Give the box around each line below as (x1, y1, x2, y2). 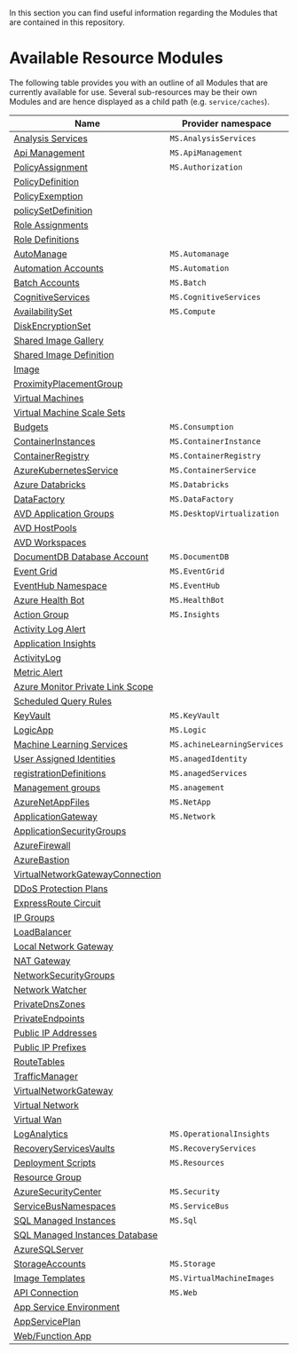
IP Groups (13, 911, 55, 923)
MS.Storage (169, 1258, 216, 1269)
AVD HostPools (13, 521, 77, 534)
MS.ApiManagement (169, 147, 243, 158)
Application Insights (13, 637, 96, 649)
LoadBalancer (13, 925, 72, 938)
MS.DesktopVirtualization (169, 508, 279, 519)
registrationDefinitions (13, 767, 106, 780)
